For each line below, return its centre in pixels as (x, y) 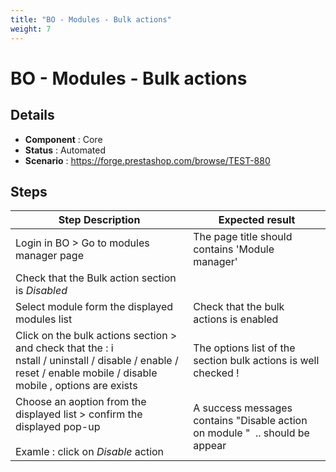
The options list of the (244, 348)
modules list (44, 319)
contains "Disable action (250, 421)
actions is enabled (236, 319)
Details (32, 115)
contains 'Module (234, 249)
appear (210, 446)
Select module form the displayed (94, 307)
